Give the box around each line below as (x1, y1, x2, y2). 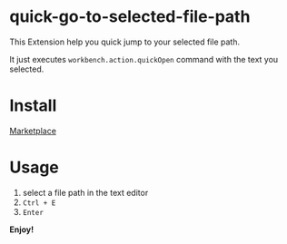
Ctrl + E (22, 198, 56, 208)
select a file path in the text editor (22, 187, 149, 198)
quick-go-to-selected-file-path (9, 6, 251, 27)
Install (9, 95, 57, 116)
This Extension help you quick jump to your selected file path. (9, 36, 241, 47)
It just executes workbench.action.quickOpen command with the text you (9, 54, 279, 64)
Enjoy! (9, 224, 35, 235)
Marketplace (9, 125, 57, 136)
